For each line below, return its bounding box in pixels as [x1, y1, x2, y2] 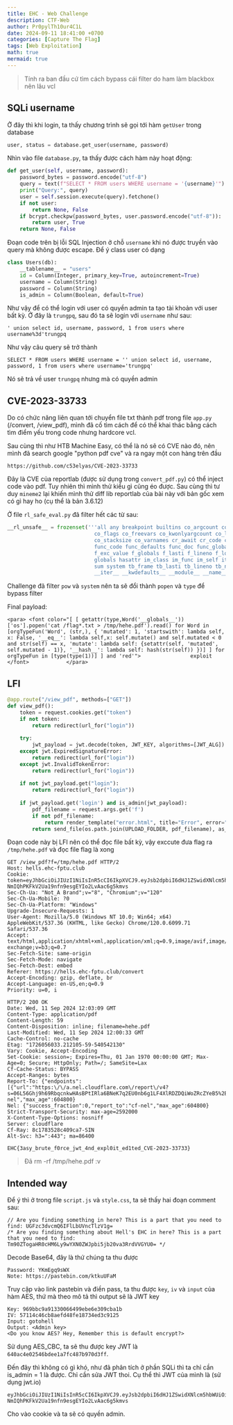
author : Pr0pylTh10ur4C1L [7, 23, 82, 30]
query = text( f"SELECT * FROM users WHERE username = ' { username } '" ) [19, 180, 225, 188]
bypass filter [7, 589, 43, 598]
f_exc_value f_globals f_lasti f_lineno [94, 550, 213, 557]
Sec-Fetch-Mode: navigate [7, 956, 82, 964]
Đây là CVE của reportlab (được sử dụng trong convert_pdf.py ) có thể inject [7, 475, 224, 484]
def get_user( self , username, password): [7, 168, 129, 175]
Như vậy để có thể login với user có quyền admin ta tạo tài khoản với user [7, 304, 218, 312]
